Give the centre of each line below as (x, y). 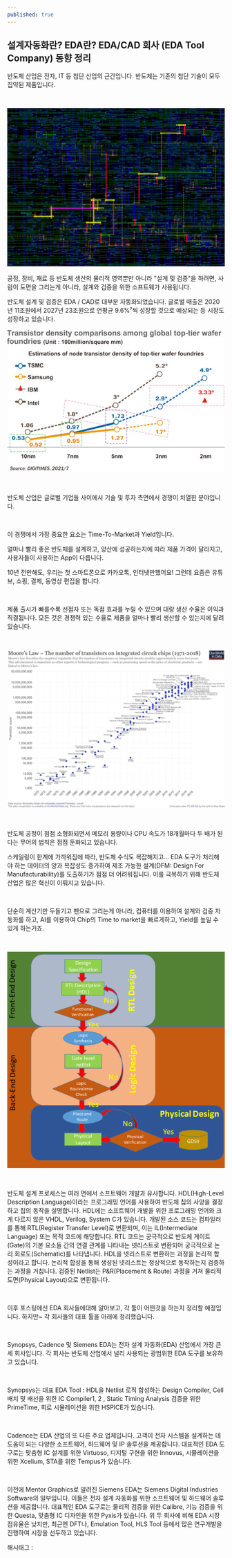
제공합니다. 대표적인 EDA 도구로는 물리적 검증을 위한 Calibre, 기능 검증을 (118, 1506)
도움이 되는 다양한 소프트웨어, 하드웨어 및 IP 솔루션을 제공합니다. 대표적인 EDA (113, 1444)
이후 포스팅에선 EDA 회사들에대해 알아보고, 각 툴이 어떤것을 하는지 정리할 (105, 1308)
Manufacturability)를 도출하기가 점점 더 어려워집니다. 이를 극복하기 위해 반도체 (113, 874)
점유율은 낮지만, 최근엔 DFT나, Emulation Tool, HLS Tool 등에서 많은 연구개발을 (115, 1524)
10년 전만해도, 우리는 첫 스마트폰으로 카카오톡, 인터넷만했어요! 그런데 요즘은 (109, 572)
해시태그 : (20, 1547)
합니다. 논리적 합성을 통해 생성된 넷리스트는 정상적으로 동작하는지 (118, 1262)
